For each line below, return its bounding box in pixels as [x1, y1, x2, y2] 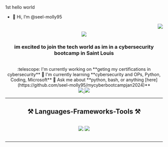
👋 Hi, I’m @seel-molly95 [12, 14, 62, 19]
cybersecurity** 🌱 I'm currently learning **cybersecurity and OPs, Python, [7, 72, 161, 78]
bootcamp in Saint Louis [54, 50, 114, 57]
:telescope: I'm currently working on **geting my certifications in [17, 66, 151, 72]
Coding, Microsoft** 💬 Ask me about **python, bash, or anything [10, 77, 144, 83]
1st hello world [5, 4, 35, 10]
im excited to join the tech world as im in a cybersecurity [14, 43, 154, 50]
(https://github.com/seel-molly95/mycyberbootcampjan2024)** [17, 82, 151, 88]
